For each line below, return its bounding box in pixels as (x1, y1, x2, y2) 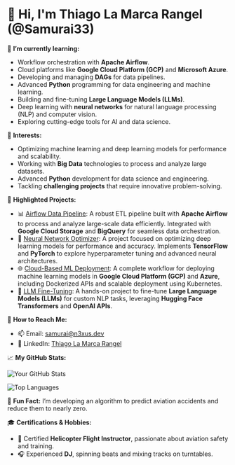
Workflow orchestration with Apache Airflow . (17, 57, 149, 66)
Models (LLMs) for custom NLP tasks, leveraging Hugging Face (17, 294, 203, 303)
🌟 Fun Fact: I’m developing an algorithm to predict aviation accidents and (7, 396, 219, 405)
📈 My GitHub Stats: (7, 353, 67, 361)
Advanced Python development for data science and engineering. (17, 174, 209, 183)
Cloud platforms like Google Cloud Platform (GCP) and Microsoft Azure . (17, 65, 229, 74)
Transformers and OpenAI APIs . (17, 301, 113, 310)
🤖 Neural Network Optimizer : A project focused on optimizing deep (17, 234, 212, 242)
